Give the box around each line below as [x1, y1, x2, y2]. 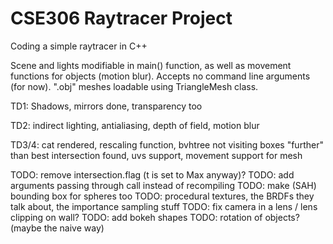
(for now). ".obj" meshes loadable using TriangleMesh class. [10, 80, 259, 92]
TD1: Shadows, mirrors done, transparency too [10, 100, 203, 112]
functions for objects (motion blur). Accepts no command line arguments [10, 70, 311, 82]
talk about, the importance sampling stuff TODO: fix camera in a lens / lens [10, 200, 318, 212]
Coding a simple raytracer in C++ [10, 40, 148, 52]
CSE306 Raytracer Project [10, 7, 233, 30]
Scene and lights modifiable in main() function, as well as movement [10, 59, 292, 71]
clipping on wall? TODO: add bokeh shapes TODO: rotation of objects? [10, 211, 300, 223]
